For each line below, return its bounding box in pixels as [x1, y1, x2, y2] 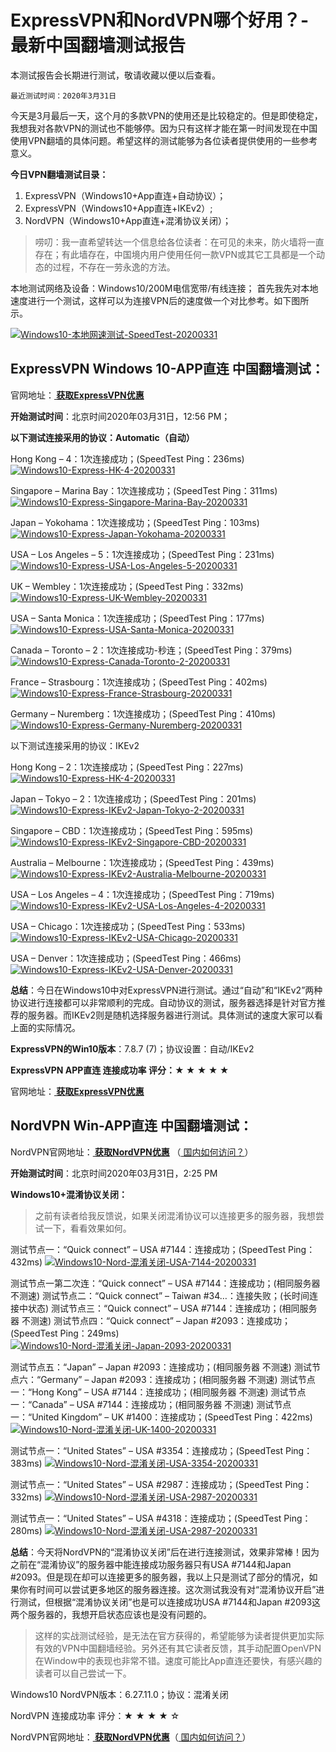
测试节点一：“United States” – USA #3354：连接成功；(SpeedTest [10, 1444, 284, 1456]
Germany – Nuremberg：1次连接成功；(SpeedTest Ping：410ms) [10, 707, 277, 720]
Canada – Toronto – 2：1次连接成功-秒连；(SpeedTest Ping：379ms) [10, 644, 293, 656]
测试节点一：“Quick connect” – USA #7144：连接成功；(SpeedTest [10, 1243, 287, 1255]
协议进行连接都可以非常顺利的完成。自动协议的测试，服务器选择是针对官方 [10, 996, 317, 1008]
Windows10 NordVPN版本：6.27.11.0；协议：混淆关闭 [10, 1688, 229, 1700]
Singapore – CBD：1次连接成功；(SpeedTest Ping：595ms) [10, 824, 254, 836]
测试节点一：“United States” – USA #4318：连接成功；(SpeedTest [10, 1512, 282, 1524]
